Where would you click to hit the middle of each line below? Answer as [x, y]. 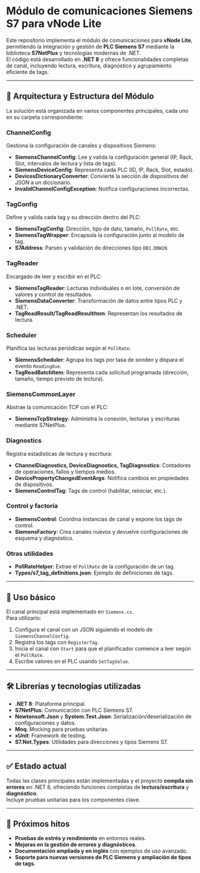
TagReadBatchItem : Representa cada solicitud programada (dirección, [102, 372]
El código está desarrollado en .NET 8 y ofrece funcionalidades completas [97, 59]
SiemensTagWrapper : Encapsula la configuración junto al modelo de [99, 235]
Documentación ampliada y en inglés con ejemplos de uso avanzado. [101, 851]
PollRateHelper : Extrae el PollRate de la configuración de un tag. [95, 567]
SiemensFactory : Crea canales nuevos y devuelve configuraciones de [101, 531]
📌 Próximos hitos [38, 824]
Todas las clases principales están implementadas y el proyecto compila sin [100, 780]
